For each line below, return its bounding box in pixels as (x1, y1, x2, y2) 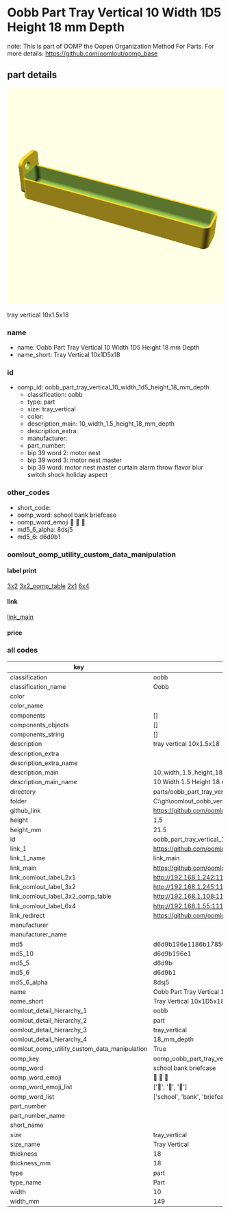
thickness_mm (10, 1159, 51, 1167)
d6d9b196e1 (153, 949, 192, 958)
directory (10, 787, 36, 796)
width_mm (10, 1198, 40, 1206)
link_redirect (10, 911, 45, 919)
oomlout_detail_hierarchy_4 (10, 1035, 88, 1043)
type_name (10, 1178, 42, 1187)
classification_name (10, 682, 66, 690)
